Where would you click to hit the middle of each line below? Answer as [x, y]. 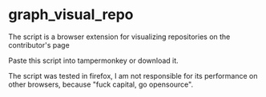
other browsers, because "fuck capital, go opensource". [101, 84]
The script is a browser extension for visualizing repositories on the [119, 37]
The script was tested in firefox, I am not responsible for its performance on [133, 76]
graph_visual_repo [71, 15]
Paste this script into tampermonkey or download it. [93, 60]
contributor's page [39, 45]
